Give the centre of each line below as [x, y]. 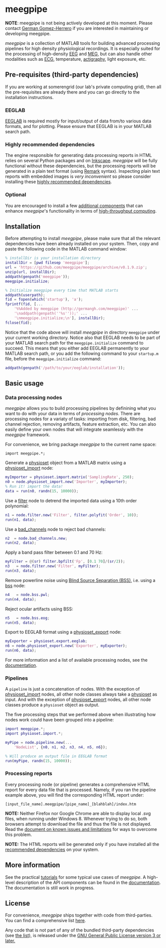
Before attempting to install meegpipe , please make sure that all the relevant [83, 238]
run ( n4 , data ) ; [21, 599]
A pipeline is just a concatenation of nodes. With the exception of [73, 689]
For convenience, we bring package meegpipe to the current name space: [81, 445]
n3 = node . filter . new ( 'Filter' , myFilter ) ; [53, 566]
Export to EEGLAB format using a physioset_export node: [63, 632]
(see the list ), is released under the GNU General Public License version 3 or [83, 936]
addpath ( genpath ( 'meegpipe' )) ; [37, 277]
